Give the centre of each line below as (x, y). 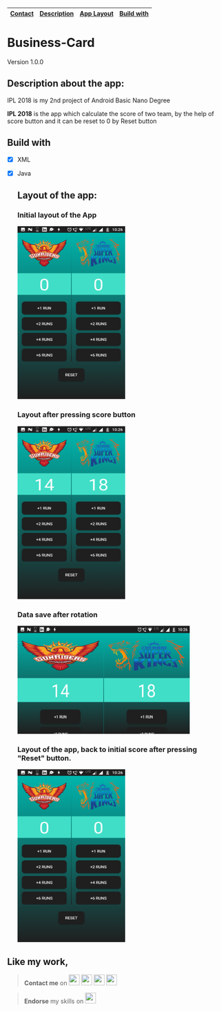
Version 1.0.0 (25, 62)
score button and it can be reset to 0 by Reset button (82, 121)
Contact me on (45, 983)
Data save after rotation (57, 615)
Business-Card (51, 43)
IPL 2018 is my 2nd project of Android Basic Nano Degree (89, 100)
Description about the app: (66, 84)
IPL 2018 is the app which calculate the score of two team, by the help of (111, 113)
